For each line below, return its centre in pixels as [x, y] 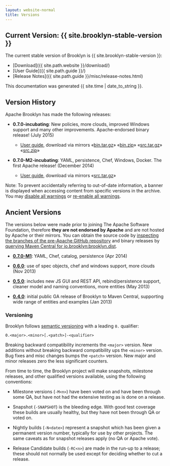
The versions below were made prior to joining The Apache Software [77, 224]
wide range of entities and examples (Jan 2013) [62, 301]
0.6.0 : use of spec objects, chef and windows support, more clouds [84, 266]
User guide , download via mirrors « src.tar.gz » [68, 176]
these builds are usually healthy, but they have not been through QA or [86, 413]
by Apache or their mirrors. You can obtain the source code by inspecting [82, 235]
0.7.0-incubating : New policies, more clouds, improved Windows [81, 124]
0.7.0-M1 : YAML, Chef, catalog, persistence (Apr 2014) [70, 256]
